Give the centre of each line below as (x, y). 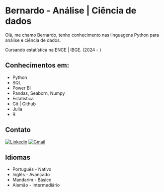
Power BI (22, 88)
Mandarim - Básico (32, 180)
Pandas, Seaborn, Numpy (39, 93)
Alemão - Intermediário (36, 185)
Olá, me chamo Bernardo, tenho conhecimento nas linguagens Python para (82, 35)
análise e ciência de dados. (33, 40)
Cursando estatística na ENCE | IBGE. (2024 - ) (53, 50)
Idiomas (18, 157)
